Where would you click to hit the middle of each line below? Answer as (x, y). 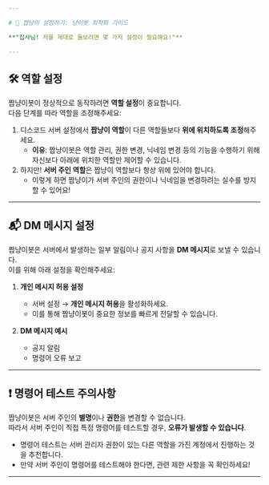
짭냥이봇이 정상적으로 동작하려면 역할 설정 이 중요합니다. (95, 103)
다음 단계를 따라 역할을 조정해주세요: (65, 113)
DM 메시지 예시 (44, 331)
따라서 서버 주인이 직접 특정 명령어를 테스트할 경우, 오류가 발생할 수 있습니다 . (127, 427)
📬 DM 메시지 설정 (51, 225)
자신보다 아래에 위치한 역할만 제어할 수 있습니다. (106, 160)
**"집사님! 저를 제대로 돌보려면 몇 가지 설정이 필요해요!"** (96, 37)
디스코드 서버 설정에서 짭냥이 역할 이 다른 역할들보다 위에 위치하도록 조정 (132, 130)
